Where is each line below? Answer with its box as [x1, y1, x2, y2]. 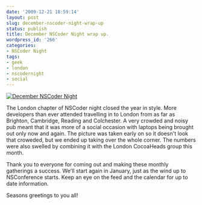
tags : [6, 54, 20, 60]
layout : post [6, 14, 39, 20]
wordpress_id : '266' [6, 37, 58, 43]
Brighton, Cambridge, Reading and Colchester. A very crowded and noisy [6, 117, 189, 124]
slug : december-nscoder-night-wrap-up [6, 20, 104, 26]
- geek [6, 59, 23, 65]
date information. [6, 180, 49, 188]
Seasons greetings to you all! [6, 192, 78, 199]
